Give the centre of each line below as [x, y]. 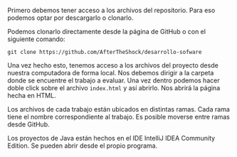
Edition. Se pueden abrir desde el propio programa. [83, 146]
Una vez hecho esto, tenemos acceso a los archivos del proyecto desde [113, 65]
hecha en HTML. [32, 96]
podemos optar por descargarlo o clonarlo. [70, 18]
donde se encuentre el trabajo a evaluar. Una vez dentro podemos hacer [114, 80]
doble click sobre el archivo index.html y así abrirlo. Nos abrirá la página [114, 88]
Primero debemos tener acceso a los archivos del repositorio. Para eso [111, 10]
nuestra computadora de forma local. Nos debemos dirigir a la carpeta [111, 73]
